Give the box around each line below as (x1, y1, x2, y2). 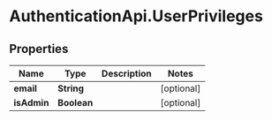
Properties (9, 41, 69, 56)
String (57, 82, 85, 94)
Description (101, 68, 152, 79)
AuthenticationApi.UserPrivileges (9, 6, 263, 26)
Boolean (57, 97, 94, 109)
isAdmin (13, 97, 49, 109)
